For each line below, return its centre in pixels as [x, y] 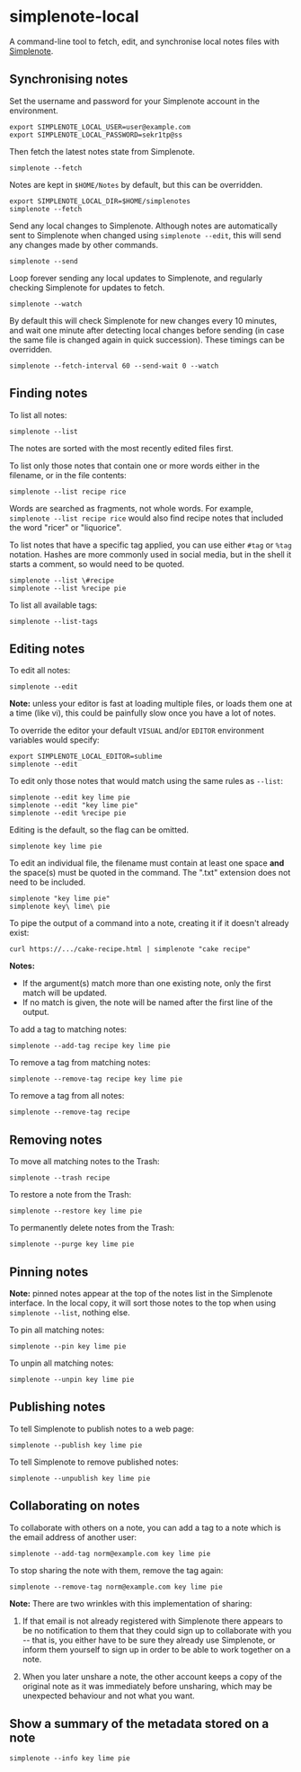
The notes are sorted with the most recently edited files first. [121, 448]
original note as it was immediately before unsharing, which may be [147, 1686]
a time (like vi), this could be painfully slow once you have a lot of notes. [143, 713]
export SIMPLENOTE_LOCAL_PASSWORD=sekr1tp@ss [96, 135]
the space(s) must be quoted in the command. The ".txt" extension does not [150, 873]
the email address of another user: [73, 1537]
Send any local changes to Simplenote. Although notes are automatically [144, 226]
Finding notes [49, 393]
